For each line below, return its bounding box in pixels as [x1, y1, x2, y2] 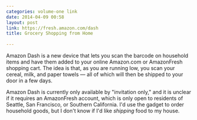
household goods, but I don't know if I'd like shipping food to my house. [6, 107, 180, 114]
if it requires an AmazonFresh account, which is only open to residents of [6, 95, 183, 102]
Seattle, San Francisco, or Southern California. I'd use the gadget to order [6, 101, 184, 108]
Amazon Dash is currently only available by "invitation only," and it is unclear [6, 89, 192, 95]
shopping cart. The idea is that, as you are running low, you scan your [6, 65, 175, 71]
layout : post [6, 19, 38, 25]
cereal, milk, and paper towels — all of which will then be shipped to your [6, 71, 183, 78]
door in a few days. [6, 77, 53, 84]
